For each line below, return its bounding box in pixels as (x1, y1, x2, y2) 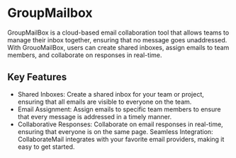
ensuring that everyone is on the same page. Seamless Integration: (17, 127, 214, 135)
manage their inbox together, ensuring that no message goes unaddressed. (7, 35, 227, 44)
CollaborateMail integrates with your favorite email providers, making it (17, 135, 225, 143)
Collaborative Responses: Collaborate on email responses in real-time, (17, 120, 223, 128)
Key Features (7, 71, 67, 83)
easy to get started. (17, 142, 75, 151)
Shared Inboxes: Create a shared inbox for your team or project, (17, 90, 204, 98)
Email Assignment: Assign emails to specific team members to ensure (17, 104, 221, 114)
